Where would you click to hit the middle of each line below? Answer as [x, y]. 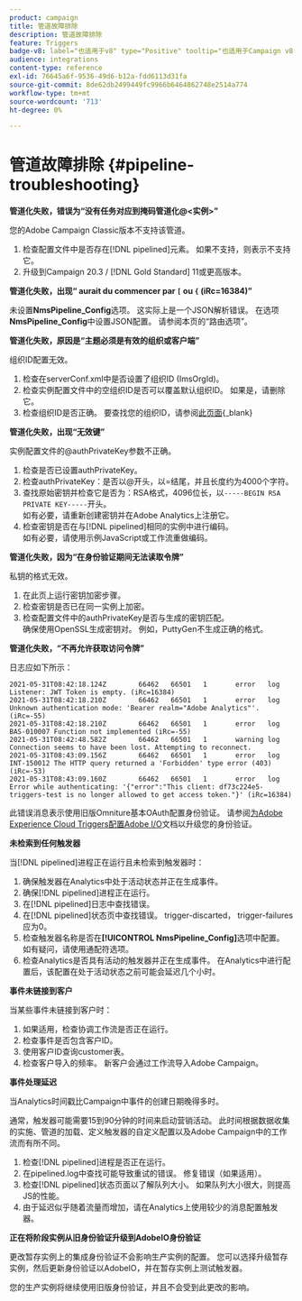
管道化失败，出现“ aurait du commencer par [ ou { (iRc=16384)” [131, 291]
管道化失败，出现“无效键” [57, 432]
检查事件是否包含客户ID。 [70, 1040]
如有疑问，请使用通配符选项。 [78, 949]
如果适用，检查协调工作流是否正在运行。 [97, 1030]
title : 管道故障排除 [44, 26]
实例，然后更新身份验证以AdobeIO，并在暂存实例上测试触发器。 [128, 1269]
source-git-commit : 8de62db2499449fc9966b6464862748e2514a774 [128, 85]
